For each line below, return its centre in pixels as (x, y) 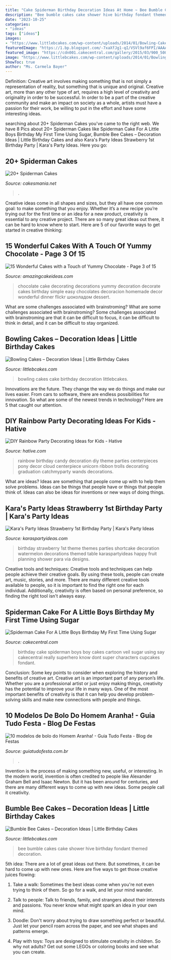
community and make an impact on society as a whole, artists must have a (83, 103)
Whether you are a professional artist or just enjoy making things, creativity (84, 683)
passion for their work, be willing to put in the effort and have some (76, 108)
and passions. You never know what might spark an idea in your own (85, 905)
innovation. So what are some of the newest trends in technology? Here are (84, 400)
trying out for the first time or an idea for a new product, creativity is (77, 214)
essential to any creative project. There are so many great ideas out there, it (85, 219)
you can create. (29, 952)
